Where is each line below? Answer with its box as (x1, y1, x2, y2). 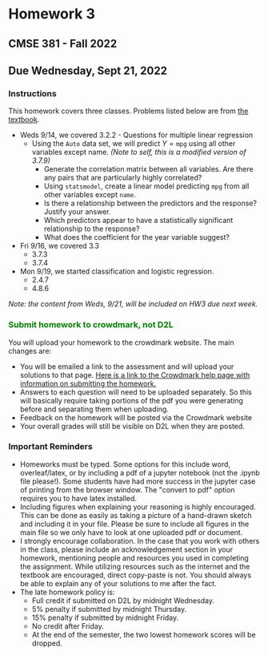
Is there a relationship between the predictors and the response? (43, 198, 258, 209)
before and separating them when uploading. (19, 404, 170, 414)
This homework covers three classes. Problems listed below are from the (8, 106, 249, 116)
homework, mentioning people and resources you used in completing (19, 553, 250, 562)
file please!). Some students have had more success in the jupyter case (19, 476, 256, 486)
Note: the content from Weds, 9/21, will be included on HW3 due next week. (8, 299, 258, 309)
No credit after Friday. (31, 621, 104, 630)
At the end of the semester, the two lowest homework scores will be (31, 630, 256, 639)
